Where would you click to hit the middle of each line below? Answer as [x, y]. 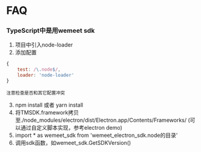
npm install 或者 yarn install [49, 105]
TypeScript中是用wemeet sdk [51, 31]
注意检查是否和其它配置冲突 [36, 93]
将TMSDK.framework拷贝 [47, 112]
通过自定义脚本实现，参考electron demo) [71, 127]
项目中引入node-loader [44, 45]
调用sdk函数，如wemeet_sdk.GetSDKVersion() [73, 142]
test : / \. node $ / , [39, 70]
